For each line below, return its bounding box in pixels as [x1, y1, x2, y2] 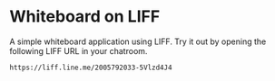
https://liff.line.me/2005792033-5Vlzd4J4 [9, 63, 172, 72]
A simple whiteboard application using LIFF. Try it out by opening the [9, 36, 267, 47]
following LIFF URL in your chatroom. [9, 45, 148, 56]
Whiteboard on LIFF [9, 6, 161, 27]
